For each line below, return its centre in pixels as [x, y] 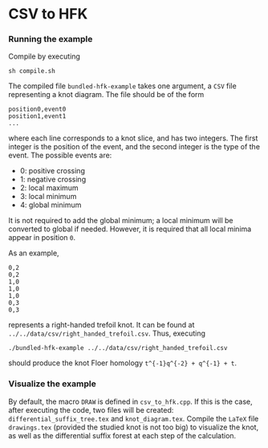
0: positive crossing [53, 171]
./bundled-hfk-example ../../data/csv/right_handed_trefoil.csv [118, 348]
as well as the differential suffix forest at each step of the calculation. [122, 435]
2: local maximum [49, 188]
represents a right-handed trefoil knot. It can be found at [102, 325]
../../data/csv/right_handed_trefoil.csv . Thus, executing [107, 333]
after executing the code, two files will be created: [91, 409]
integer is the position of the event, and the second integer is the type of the [134, 147]
